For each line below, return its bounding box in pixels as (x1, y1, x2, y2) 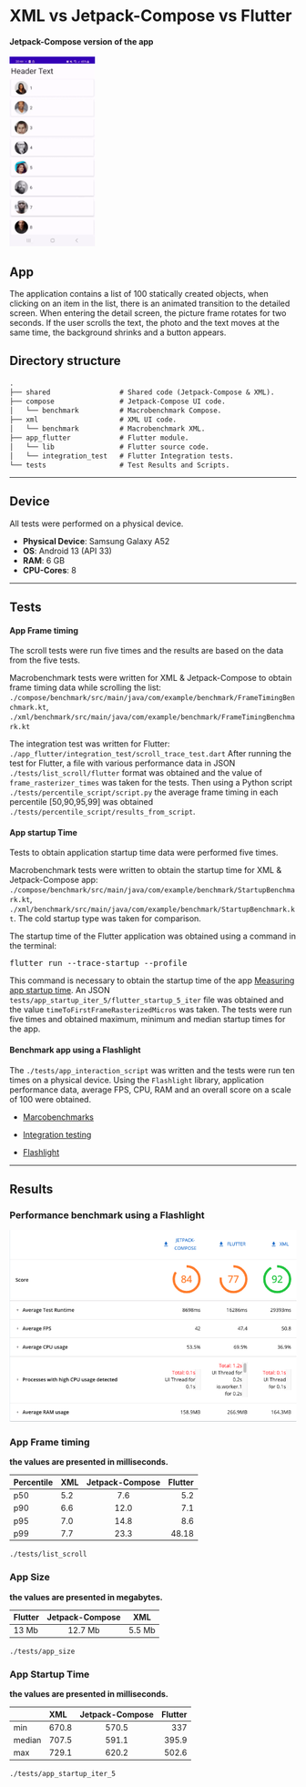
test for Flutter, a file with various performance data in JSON (9, 757, 236, 769)
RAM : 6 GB (22, 554, 66, 565)
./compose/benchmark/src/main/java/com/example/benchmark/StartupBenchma (9, 886, 296, 895)
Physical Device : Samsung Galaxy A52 (22, 535, 170, 546)
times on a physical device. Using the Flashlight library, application (9, 1074, 264, 1085)
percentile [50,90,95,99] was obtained (9, 797, 154, 807)
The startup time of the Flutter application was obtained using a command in (9, 930, 296, 942)
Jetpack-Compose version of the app (9, 36, 154, 46)
